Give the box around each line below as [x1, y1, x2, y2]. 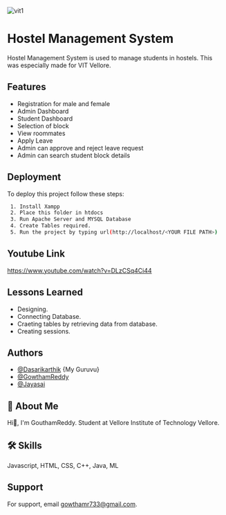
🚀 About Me [7, 400, 59, 412]
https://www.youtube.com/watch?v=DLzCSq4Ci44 [7, 266, 152, 274]
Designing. [17, 305, 48, 313]
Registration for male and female [17, 99, 111, 107]
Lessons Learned [7, 286, 83, 298]
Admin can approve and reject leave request [17, 143, 144, 152]
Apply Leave [17, 136, 53, 145]
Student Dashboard [17, 114, 73, 123]
